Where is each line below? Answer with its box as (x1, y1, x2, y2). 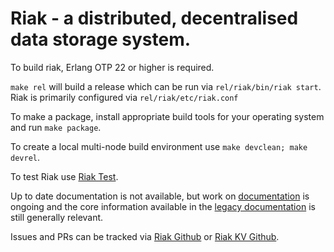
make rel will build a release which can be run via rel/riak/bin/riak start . (10, 80, 322, 92)
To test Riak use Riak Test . (10, 170, 119, 182)
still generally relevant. (10, 211, 104, 223)
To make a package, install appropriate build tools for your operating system (10, 110, 325, 122)
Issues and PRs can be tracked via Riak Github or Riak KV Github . (10, 230, 280, 242)
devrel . (10, 151, 40, 163)
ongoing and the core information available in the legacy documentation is (10, 200, 316, 212)
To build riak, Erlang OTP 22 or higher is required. (10, 61, 215, 73)
